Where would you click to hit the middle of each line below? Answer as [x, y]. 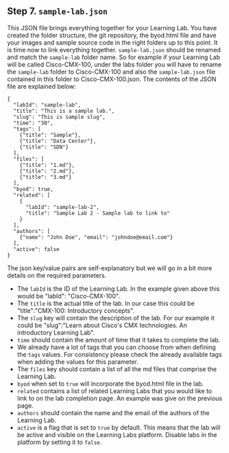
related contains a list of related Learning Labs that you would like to [114, 390]
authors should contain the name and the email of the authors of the [113, 412]
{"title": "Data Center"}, [58, 141]
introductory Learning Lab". [56, 332]
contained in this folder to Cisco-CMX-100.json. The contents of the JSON [112, 79]
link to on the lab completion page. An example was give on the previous [120, 398]
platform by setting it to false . [59, 442]
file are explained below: [42, 86]
